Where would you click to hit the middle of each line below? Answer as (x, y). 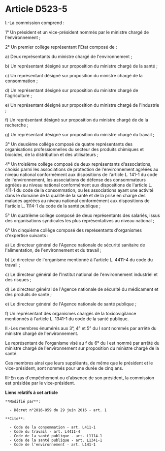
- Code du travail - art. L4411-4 (45, 431)
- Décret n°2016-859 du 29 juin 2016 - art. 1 (58, 410)
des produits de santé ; (29, 294)
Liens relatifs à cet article (32, 392)
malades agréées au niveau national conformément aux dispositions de (77, 201)
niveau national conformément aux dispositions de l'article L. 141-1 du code (81, 174)
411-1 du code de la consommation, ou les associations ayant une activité (79, 190)
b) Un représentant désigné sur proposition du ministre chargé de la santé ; (82, 66)
